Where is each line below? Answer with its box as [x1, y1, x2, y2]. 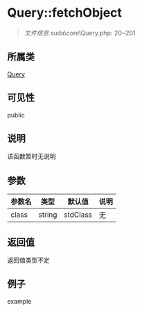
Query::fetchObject [7, 5, 123, 21]
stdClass [64, 210, 92, 220]
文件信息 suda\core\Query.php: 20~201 [24, 28, 136, 37]
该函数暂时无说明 [7, 152, 56, 161]
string [38, 210, 57, 220]
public [7, 110, 26, 119]
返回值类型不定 [7, 256, 50, 264]
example [7, 297, 32, 305]
